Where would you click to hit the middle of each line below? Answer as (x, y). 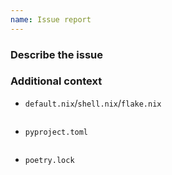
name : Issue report (51, 19)
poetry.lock (49, 160)
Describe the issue (56, 54)
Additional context (56, 81)
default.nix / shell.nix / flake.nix (93, 103)
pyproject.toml (56, 132)
